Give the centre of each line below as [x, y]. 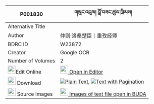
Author [16, 35]
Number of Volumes [32, 61]
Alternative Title [27, 26]
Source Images [35, 94]
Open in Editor [86, 72]
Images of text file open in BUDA [108, 94]
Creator [17, 53]
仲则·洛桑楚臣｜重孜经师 [89, 36]
